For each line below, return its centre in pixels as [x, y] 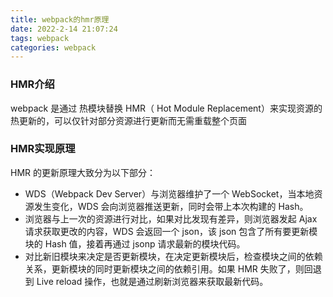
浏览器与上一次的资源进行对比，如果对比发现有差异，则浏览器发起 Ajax [171, 218]
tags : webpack [40, 38]
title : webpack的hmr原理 [60, 19]
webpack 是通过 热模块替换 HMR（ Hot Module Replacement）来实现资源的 [166, 108]
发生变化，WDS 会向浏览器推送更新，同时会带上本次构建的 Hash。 [171, 206]
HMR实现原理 [43, 149]
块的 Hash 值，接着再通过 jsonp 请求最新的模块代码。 [135, 243]
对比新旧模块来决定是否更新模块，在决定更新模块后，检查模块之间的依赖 [173, 256]
